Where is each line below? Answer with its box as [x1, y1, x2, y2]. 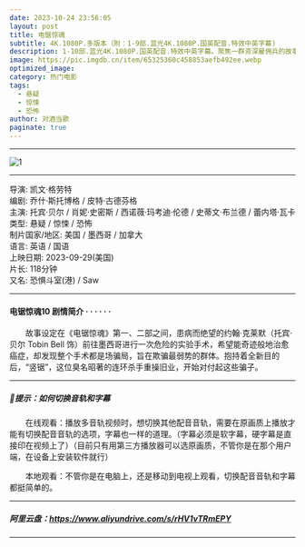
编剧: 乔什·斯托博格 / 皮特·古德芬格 [9, 195, 138, 205]
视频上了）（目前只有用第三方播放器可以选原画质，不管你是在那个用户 [33, 440, 292, 451]
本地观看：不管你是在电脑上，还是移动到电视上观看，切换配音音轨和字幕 [25, 471, 296, 482]
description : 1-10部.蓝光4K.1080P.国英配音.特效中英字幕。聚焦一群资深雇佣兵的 [9, 47, 286, 56]
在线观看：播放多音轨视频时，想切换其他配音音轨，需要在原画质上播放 [25, 417, 288, 428]
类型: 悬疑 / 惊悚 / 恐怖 [9, 218, 93, 228]
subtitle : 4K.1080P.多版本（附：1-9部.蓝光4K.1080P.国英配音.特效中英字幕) [9, 38, 277, 48]
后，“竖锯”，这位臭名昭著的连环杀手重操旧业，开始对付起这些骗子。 [9, 362, 263, 373]
